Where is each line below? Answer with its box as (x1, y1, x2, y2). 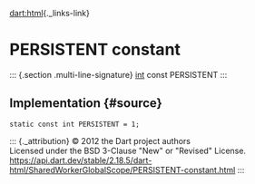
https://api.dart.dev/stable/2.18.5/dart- (9, 154, 152, 166)
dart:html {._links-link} (9, 8, 91, 18)
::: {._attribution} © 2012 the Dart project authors (9, 135, 191, 146)
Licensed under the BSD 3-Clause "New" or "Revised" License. (9, 145, 247, 156)
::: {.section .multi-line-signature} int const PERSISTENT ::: (9, 69, 228, 80)
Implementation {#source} (9, 95, 163, 111)
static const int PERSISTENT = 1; (9, 120, 141, 129)
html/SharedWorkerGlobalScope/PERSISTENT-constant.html (9, 164, 236, 175)
